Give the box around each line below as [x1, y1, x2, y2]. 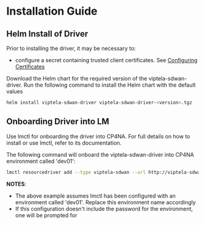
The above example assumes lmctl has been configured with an [15, 192, 176, 199]
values [6, 88, 23, 95]
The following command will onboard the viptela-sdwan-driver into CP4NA [6, 151, 194, 158]
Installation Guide [6, 4, 98, 18]
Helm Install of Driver [6, 29, 88, 39]
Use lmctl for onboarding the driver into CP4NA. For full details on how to [6, 132, 190, 140]
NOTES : [6, 180, 27, 187]
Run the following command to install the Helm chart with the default [23, 81, 196, 88]
